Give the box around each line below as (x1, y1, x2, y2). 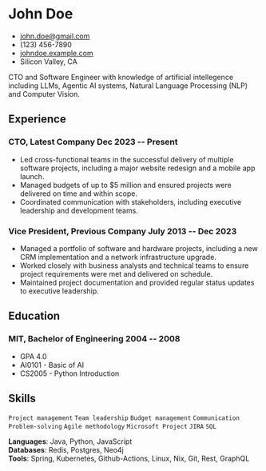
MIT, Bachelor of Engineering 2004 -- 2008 (8, 333, 181, 345)
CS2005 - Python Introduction (19, 369, 120, 378)
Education (8, 309, 61, 323)
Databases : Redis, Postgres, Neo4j (8, 445, 124, 455)
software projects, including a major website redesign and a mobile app (19, 163, 256, 173)
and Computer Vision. (8, 89, 80, 98)
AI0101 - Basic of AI (19, 360, 85, 369)
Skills (8, 392, 36, 405)
